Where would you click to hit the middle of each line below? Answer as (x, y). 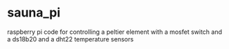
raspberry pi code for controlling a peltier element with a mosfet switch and (115, 32)
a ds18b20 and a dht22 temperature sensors (70, 39)
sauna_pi (34, 13)
